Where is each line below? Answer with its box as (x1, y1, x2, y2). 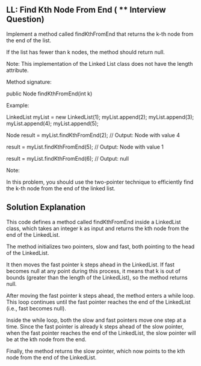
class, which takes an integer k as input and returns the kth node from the (6, 225, 190, 232)
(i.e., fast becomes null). (6, 304, 66, 312)
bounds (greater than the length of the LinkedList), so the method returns (6, 274, 188, 281)
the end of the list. (6, 36, 52, 44)
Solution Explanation (6, 202, 86, 213)
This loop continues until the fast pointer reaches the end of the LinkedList (6, 298, 191, 306)
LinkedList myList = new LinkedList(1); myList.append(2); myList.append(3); (6, 113, 194, 120)
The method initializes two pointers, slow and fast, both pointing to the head (6, 243, 195, 250)
